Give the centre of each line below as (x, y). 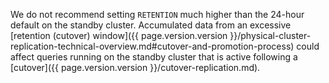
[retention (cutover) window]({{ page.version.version (119, 35)
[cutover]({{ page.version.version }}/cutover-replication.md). (135, 67)
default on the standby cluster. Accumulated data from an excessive (151, 25)
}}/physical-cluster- (270, 35)
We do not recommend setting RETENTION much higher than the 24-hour (157, 14)
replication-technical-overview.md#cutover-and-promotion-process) (152, 46)
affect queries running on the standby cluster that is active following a (154, 57)
